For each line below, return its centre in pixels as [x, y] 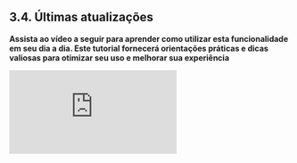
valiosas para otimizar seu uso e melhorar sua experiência [120, 57]
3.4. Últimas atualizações [82, 17]
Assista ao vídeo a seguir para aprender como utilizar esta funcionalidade [149, 38]
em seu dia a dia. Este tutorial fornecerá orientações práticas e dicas [139, 48]
